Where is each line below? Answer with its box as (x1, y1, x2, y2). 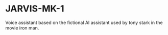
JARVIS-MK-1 (5, 3, 64, 14)
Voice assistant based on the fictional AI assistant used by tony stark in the (5, 19, 163, 25)
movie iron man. (5, 24, 39, 30)
